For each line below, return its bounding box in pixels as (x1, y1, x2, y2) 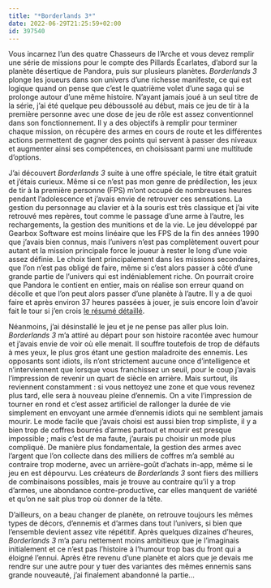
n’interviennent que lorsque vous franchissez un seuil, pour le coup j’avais (8, 365, 256, 375)
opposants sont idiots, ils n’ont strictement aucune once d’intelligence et (8, 356, 251, 366)
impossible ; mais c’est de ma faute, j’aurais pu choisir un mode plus (8, 434, 236, 444)
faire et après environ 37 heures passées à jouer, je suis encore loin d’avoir (8, 298, 259, 307)
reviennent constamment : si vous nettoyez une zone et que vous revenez (8, 382, 256, 392)
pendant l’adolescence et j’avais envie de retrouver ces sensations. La (8, 194, 243, 204)
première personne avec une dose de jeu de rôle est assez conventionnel (8, 109, 254, 119)
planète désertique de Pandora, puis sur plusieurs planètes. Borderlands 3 (8, 67, 257, 76)
